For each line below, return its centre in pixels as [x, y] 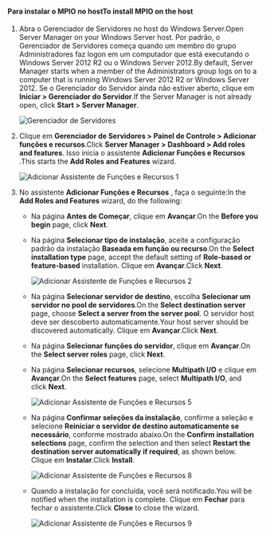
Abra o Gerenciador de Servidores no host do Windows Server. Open [131, 29]
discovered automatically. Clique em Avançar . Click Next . [125, 330]
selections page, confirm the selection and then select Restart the [141, 443]
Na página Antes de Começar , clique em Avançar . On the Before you [145, 216]
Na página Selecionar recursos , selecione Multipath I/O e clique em [143, 370]
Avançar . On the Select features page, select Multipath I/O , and [136, 378]
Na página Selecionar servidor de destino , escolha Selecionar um [141, 297]
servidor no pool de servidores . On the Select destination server [138, 305]
